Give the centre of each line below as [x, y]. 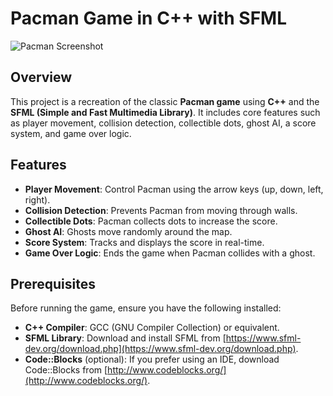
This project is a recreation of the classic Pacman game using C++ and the [165, 101]
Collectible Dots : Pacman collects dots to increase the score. [151, 221]
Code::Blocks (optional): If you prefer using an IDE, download [152, 359]
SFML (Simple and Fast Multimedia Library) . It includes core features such [165, 112]
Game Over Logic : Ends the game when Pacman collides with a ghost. [170, 253]
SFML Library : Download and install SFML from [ [125, 338]
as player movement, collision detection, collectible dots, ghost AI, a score [163, 123]
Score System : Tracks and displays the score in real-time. [144, 242]
